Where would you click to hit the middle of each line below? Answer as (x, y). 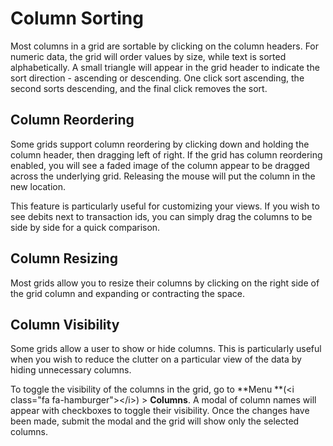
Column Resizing (64, 258)
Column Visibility (65, 324)
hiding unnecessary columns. (71, 370)
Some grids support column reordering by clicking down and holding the (160, 144)
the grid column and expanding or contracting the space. (127, 293)
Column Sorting (77, 18)
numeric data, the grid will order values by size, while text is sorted (148, 56)
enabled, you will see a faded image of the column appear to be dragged (160, 165)
